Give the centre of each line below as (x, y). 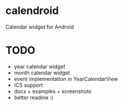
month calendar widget (42, 73)
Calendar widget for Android (40, 27)
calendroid (32, 11)
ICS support (28, 85)
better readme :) (34, 97)
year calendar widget (39, 66)
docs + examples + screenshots (53, 91)
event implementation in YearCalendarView (66, 79)
